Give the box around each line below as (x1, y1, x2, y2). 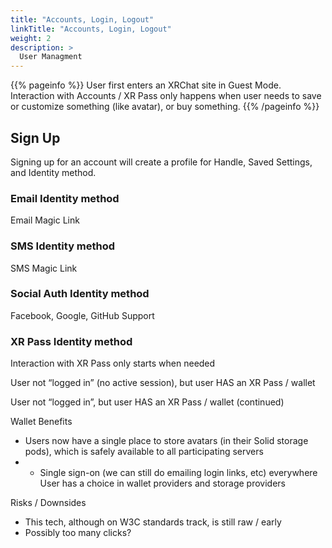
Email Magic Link (10, 214, 80, 226)
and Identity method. (10, 166, 97, 178)
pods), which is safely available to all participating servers (24, 446, 264, 458)
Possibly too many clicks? (24, 527, 132, 539)
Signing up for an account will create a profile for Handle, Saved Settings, (10, 156, 313, 168)
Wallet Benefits (10, 416, 73, 428)
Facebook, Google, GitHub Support (10, 309, 155, 321)
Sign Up (10, 129, 61, 146)
